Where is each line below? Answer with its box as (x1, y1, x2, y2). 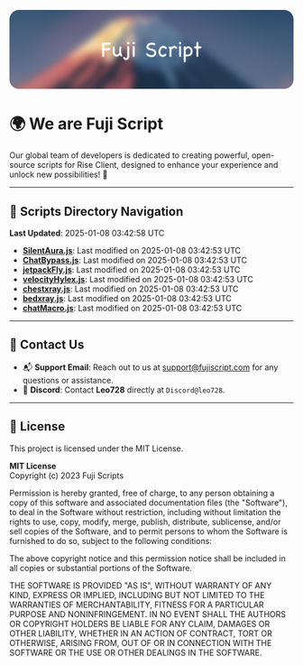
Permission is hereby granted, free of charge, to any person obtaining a (9, 487, 275, 498)
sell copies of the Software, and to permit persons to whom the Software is (9, 525, 289, 537)
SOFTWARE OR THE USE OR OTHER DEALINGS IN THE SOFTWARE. (9, 647, 262, 658)
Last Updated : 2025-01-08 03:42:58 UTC (9, 227, 165, 239)
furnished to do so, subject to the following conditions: (9, 535, 212, 546)
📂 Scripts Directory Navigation (9, 204, 184, 219)
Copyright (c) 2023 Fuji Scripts (9, 470, 124, 481)
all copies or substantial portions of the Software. (9, 562, 192, 573)
